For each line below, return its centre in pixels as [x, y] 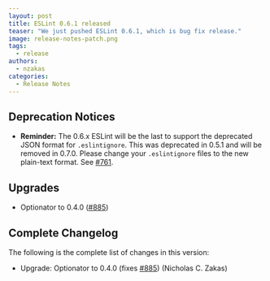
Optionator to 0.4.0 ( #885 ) [64, 207]
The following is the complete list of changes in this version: [109, 252]
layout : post [30, 16]
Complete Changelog [63, 233]
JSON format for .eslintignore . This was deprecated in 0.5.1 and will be [141, 145]
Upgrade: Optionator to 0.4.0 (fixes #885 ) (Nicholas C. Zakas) [124, 268]
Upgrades [34, 188]
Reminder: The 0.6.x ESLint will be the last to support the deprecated [136, 136]
